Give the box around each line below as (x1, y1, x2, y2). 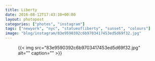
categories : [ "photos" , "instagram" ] (5, 21, 85, 27)
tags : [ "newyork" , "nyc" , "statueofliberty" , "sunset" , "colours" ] (5, 26, 151, 31)
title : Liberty (5, 7, 37, 13)
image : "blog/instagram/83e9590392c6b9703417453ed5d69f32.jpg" (5, 31, 142, 36)
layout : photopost (5, 17, 44, 22)
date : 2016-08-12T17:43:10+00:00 (5, 12, 76, 17)
